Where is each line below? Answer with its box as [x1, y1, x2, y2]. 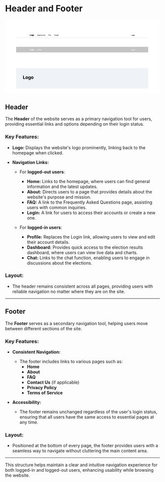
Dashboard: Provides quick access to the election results [27, 244, 143, 250]
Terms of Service [27, 390, 63, 396]
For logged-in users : [19, 224, 62, 230]
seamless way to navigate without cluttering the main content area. [12, 448, 148, 454]
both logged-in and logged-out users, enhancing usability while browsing [5, 467, 154, 473]
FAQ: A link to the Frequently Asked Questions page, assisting [27, 199, 153, 205]
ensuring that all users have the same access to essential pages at [19, 414, 154, 420]
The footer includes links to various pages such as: [19, 358, 123, 364]
